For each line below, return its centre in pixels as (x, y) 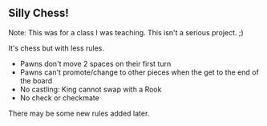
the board (36, 80)
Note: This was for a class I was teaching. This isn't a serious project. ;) (126, 32)
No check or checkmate (60, 98)
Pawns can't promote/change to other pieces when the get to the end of (139, 72)
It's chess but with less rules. (57, 48)
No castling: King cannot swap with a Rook (91, 89)
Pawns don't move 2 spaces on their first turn (95, 63)
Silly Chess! (39, 13)
